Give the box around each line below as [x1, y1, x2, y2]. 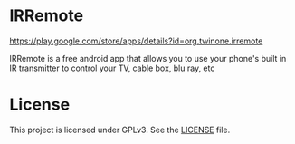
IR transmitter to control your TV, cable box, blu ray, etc [9, 62, 215, 73]
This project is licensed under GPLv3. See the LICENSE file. [9, 124, 231, 135]
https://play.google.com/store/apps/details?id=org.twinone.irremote [9, 35, 263, 46]
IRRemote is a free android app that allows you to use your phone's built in [9, 53, 287, 63]
